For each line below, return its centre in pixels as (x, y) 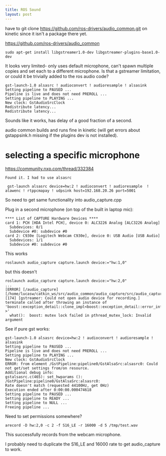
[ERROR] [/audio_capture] (32, 290)
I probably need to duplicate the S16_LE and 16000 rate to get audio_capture (83, 444)
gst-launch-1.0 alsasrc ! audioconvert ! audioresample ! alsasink (76, 85)
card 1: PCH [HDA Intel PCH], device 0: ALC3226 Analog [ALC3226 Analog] (83, 223)
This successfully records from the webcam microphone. (63, 435)
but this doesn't (21, 272)
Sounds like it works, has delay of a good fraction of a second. (69, 120)
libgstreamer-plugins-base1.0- (128, 52)
